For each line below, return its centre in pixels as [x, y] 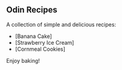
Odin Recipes [32, 10]
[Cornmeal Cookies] [40, 49]
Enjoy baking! [23, 60]
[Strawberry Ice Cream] [44, 42]
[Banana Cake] [34, 36]
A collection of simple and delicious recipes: [61, 24]
